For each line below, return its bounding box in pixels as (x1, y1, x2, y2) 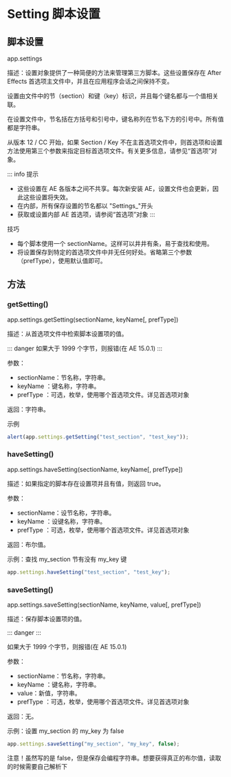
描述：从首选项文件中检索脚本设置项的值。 (7, 329, 128, 337)
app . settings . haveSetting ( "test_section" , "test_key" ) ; (7, 568, 170, 576)
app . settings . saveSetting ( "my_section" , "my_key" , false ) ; (7, 741, 180, 747)
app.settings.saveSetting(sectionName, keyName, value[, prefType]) (7, 600, 201, 609)
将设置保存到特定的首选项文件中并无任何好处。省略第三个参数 (16, 248, 192, 256)
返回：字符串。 (7, 405, 49, 413)
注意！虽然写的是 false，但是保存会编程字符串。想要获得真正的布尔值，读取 (7, 754, 221, 762)
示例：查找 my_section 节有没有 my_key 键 (7, 554, 127, 563)
